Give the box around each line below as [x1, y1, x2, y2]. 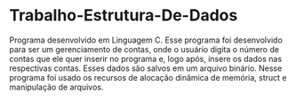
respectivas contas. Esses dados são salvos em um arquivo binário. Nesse [9, 63, 283, 74]
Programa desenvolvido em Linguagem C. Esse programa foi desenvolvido [9, 35, 283, 45]
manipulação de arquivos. [9, 82, 104, 92]
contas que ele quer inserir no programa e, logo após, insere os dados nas [9, 53, 283, 64]
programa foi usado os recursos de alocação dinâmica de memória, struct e [9, 72, 287, 82]
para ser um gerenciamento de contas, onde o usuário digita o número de [9, 43, 280, 54]
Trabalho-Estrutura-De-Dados [9, 5, 238, 26]
